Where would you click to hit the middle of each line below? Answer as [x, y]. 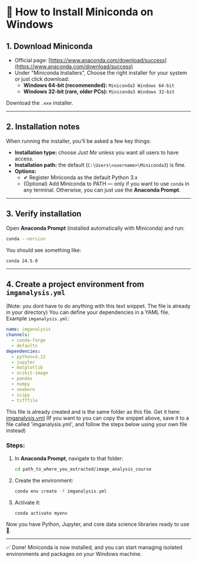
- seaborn [23, 389]
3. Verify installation [44, 214]
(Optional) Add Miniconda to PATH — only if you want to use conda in [106, 183]
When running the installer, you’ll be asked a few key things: [79, 141]
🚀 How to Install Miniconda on [80, 12]
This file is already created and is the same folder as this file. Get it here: [94, 411]
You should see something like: [44, 250]
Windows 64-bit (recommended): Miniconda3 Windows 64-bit [99, 85]
